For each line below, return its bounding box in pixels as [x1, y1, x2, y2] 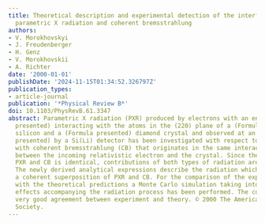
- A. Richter [8, 63, 51, 71]
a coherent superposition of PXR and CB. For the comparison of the [15, 173, 245, 182]
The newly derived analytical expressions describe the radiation [15, 166, 238, 174]
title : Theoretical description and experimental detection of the [8, 11, 235, 20]
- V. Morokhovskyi [8, 33, 69, 42]
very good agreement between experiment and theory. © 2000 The [15, 195, 231, 203]
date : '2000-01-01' [8, 70, 73, 78]
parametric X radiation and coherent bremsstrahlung [15, 19, 192, 27]
